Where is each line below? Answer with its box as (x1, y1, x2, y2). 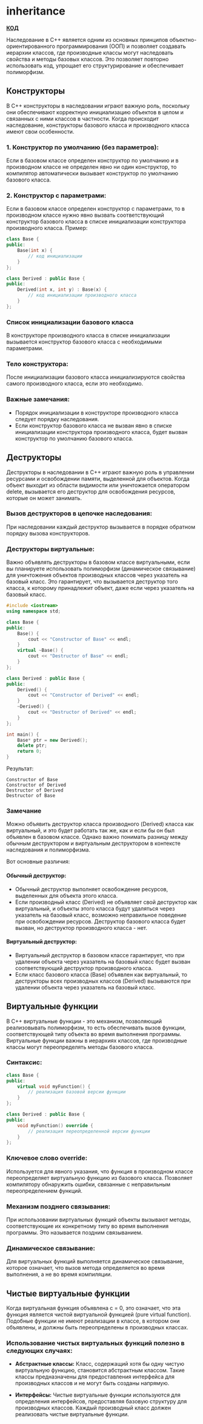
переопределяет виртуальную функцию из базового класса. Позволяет (6, 1174, 193, 1181)
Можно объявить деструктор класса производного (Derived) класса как (6, 821, 194, 828)
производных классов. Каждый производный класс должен (15, 1404, 171, 1412)
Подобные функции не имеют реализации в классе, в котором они (6, 1317, 180, 1324)
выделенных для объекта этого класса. (15, 892, 118, 899)
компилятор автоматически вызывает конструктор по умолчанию (6, 170, 179, 177)
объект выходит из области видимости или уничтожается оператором (6, 481, 190, 489)
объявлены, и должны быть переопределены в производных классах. (6, 1324, 189, 1331)
